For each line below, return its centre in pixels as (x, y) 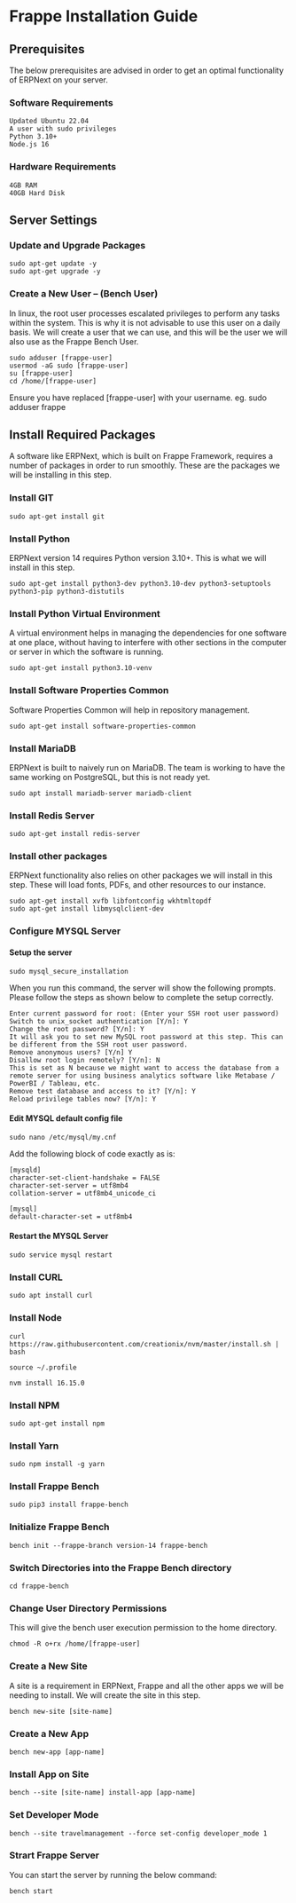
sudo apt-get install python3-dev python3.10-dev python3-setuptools (140, 583)
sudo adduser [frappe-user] (61, 358)
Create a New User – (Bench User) (84, 294)
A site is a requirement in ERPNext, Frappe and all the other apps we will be (147, 1686)
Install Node (35, 1318)
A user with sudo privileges (63, 129)
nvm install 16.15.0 (47, 1383)
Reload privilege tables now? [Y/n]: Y (83, 1099)
